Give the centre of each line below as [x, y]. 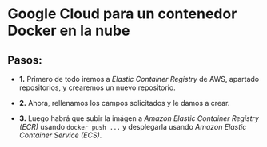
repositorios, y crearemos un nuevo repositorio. [98, 87]
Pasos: [25, 60]
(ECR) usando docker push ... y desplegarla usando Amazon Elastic [133, 127]
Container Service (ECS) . [60, 135]
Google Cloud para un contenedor [122, 14]
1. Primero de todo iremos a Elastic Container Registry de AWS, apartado [139, 79]
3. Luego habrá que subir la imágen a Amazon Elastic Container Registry [139, 118]
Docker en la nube [69, 31]
